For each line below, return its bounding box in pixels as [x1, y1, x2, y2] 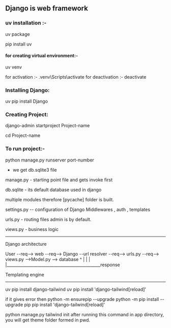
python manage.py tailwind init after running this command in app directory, [5, 311, 164, 317]
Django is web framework [5, 4, 88, 13]
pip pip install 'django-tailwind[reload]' [24, 301, 105, 308]
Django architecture [5, 241, 47, 247]
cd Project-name [5, 132, 41, 138]
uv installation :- [5, 19, 47, 27]
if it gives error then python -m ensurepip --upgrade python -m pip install [5, 296, 159, 302]
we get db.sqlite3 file [12, 167, 57, 173]
